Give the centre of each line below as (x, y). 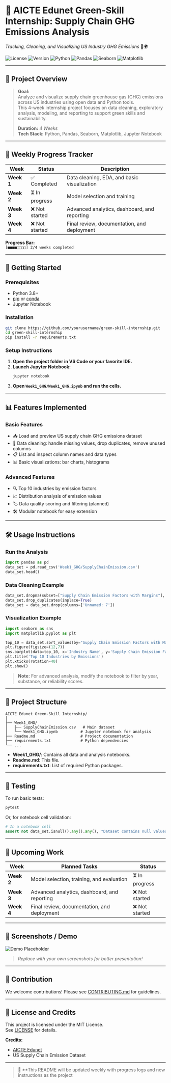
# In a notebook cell (28, 827)
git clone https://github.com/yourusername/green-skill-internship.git (83, 328)
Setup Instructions (29, 350)
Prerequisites (22, 282)
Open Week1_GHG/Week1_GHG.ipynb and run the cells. (67, 386)
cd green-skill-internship (34, 333)
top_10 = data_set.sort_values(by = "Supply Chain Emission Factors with (83, 642)
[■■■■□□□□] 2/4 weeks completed (39, 247)
